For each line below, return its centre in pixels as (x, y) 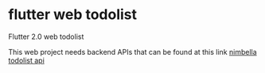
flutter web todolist (73, 15)
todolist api (27, 60)
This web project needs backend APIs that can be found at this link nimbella (132, 52)
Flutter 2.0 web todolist (46, 36)
